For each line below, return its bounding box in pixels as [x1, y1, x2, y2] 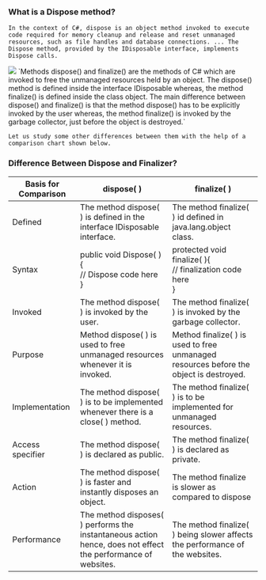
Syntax [12, 263, 38, 275]
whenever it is [80, 358, 132, 370]
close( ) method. [80, 416, 142, 427]
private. [172, 453, 200, 464]
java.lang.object [172, 221, 231, 232]
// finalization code [172, 263, 242, 275]
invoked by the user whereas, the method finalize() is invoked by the [8, 109, 231, 119]
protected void [172, 244, 227, 255]
